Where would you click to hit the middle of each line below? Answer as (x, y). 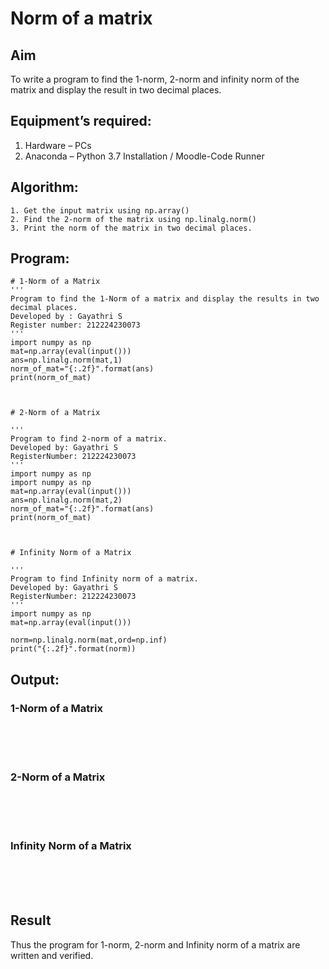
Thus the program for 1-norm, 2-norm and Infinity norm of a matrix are (155, 944)
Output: (35, 679)
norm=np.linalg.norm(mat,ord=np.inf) (89, 640)
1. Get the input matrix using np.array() (100, 210)
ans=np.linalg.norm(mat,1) (66, 360)
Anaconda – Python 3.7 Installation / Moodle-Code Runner (144, 156)
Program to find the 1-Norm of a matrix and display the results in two (165, 299)
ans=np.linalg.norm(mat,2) (66, 500)
